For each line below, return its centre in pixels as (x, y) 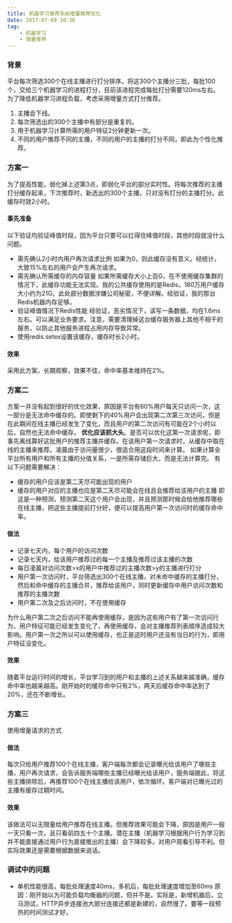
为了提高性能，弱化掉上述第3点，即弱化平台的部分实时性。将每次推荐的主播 (115, 184)
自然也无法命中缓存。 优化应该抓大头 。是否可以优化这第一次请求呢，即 (120, 432)
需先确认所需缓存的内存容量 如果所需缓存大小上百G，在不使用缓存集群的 (120, 276)
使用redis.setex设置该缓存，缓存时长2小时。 (80, 336)
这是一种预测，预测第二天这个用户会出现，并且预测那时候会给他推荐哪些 (120, 499)
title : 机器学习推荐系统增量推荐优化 (54, 14)
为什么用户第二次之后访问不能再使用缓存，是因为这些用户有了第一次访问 (110, 617)
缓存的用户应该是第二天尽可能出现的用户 (75, 482)
